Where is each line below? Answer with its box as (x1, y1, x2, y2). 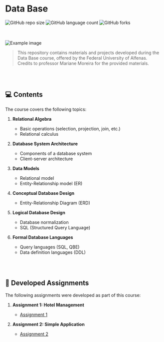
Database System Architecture (12, 141, 78, 147)
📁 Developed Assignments (5, 279, 89, 287)
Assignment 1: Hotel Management (12, 301, 85, 308)
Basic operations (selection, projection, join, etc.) (19, 126, 121, 132)
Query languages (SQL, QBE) (19, 244, 80, 250)
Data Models (12, 165, 40, 171)
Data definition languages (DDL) (19, 249, 86, 255)
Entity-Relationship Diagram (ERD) (19, 200, 91, 206)
